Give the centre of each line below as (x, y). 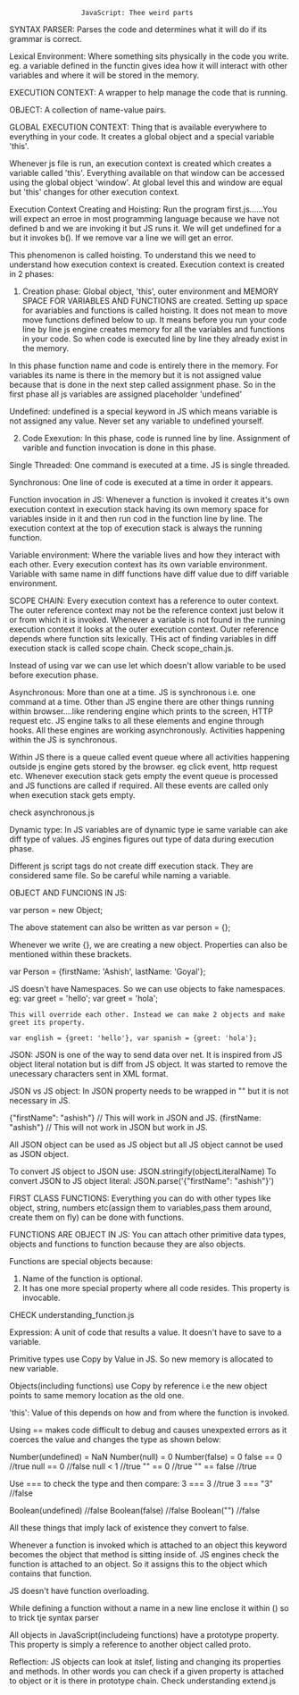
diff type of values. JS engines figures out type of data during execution (142, 839)
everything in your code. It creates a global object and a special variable (142, 137)
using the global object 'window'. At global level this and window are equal (146, 182)
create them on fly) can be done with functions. (97, 1217)
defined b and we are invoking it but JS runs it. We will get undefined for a (145, 228)
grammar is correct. (46, 39)
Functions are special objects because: (81, 1261)
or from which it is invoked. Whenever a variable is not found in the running (147, 620)
